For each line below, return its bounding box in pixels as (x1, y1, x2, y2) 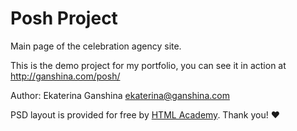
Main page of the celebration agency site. (10, 40, 182, 52)
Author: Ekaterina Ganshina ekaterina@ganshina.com (10, 89, 230, 101)
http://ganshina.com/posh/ (10, 70, 121, 82)
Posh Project (10, 7, 118, 30)
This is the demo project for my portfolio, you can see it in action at (10, 59, 287, 71)
